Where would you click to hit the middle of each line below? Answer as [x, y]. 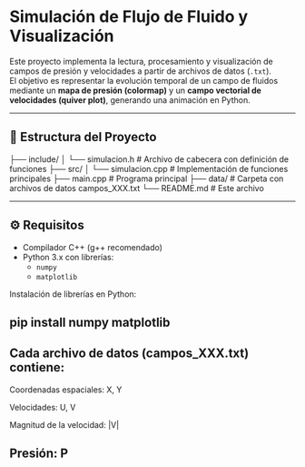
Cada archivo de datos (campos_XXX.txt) [129, 354]
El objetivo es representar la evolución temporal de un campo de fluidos [144, 80]
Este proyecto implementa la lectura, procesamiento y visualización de [142, 61]
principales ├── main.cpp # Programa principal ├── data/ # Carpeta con [147, 178]
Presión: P [39, 454]
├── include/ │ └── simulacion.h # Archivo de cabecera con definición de [149, 159]
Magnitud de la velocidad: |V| [64, 424]
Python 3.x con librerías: [68, 257]
